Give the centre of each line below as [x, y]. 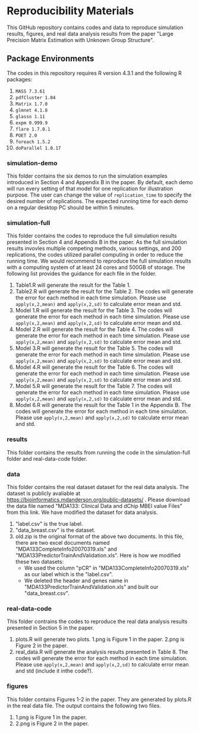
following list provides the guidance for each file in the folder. [82, 274]
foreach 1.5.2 [33, 142]
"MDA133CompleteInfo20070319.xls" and [66, 549]
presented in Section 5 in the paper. [50, 628]
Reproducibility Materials [70, 11]
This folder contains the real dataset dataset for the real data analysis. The [98, 487]
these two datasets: [40, 561]
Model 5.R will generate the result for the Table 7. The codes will [94, 386]
